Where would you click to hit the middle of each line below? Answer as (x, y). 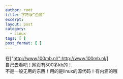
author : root (19, 10)
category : (16, 29)
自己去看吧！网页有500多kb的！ (39, 65)
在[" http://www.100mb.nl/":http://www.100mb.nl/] (57, 58)
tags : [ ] (16, 39)
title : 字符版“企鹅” (25, 15)
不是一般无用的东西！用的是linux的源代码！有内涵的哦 (61, 71)
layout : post (19, 24)
